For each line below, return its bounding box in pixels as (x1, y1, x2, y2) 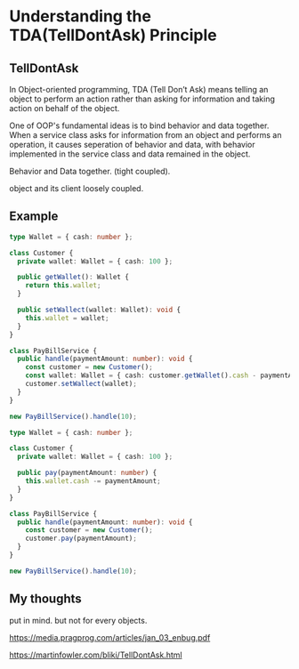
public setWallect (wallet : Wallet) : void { (17, 305, 181, 315)
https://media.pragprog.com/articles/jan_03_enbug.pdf (9, 632, 211, 642)
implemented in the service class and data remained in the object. (9, 149, 251, 159)
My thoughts (9, 592, 82, 607)
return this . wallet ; (25, 281, 101, 290)
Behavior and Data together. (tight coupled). (9, 166, 171, 176)
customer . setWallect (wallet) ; (25, 380, 138, 389)
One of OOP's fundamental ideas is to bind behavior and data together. (9, 120, 270, 131)
